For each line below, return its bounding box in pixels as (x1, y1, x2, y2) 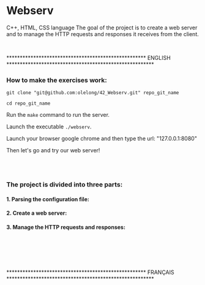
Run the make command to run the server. (6, 111, 110, 119)
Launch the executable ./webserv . (6, 123, 92, 130)
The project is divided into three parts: (6, 180, 123, 189)
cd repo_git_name (6, 100, 51, 107)
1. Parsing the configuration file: (6, 195, 90, 202)
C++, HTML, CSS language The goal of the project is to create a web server (6, 24, 198, 31)
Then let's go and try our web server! (6, 147, 100, 154)
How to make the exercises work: (6, 76, 107, 84)
